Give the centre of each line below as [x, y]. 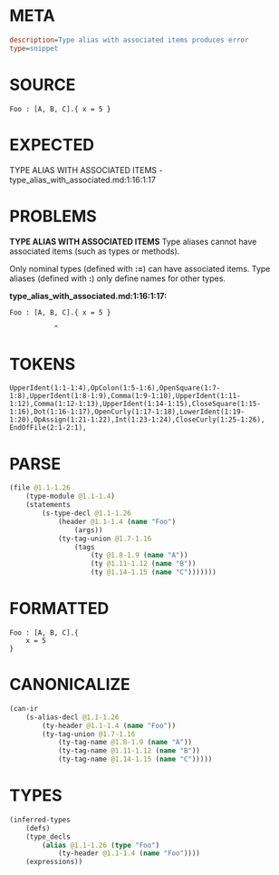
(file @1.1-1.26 [40, 488]
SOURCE [43, 85]
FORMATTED [59, 609]
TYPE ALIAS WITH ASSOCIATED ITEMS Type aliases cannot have [133, 241]
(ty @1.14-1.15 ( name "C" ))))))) [154, 572]
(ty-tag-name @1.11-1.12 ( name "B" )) [129, 751]
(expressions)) [54, 862]
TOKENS [43, 364]
